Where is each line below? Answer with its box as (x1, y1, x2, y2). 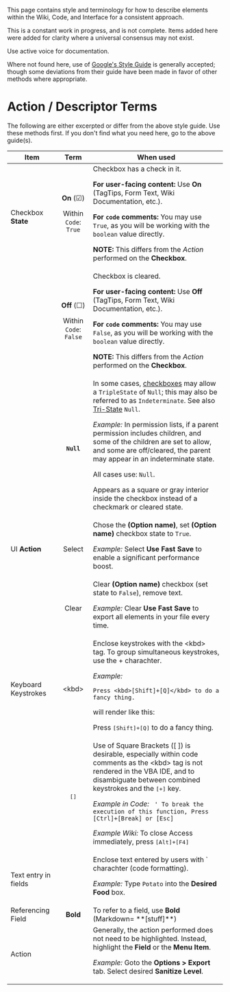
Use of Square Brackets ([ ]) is (92, 741, 191, 750)
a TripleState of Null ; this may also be (92, 387, 218, 397)
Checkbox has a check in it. (92, 164, 181, 174)
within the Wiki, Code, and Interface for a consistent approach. (7, 13, 184, 21)
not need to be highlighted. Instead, (92, 934, 207, 943)
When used (136, 152, 176, 162)
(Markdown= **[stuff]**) (92, 914, 177, 923)
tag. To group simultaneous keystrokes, (92, 647, 220, 656)
